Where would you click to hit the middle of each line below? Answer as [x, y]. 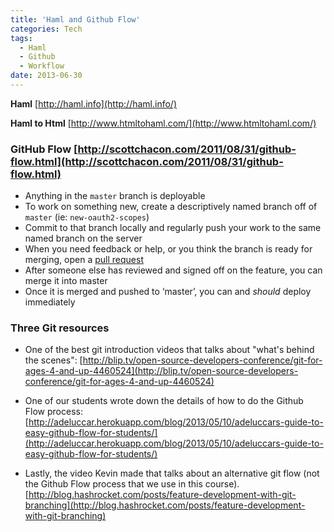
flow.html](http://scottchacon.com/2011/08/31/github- [147, 161]
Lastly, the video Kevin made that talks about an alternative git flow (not [172, 473]
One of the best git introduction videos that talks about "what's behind [169, 350]
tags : [21, 38]
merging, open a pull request [84, 260]
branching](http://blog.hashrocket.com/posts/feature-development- [165, 505]
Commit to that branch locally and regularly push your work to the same [173, 228]
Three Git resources [60, 328]
